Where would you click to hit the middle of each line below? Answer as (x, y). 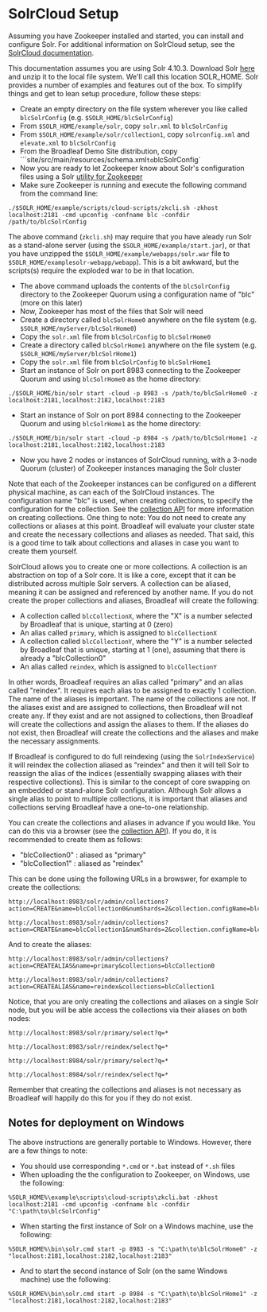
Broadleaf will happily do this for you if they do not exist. (101, 1097)
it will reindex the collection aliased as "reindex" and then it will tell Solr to (129, 765)
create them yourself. (43, 551)
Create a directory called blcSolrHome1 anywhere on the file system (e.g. (138, 345)
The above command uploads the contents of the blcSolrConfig (125, 285)
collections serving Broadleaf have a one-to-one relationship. (108, 807)
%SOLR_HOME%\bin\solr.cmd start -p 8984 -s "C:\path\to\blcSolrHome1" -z (133, 1294)
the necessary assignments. (54, 741)
